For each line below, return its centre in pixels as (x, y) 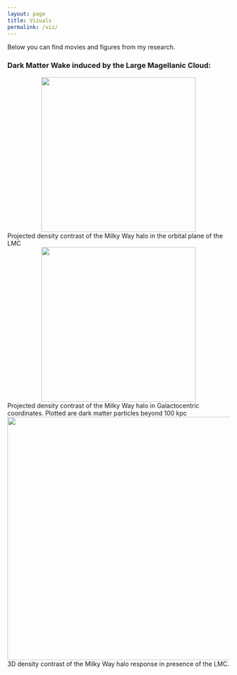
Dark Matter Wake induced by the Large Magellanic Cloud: (109, 66)
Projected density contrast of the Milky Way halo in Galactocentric (103, 405)
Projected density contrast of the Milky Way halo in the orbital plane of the (115, 236)
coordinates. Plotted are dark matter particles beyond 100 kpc (97, 413)
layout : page (26, 14)
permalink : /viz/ (33, 27)
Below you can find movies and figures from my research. (91, 47)
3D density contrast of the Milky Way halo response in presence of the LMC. (119, 664)
